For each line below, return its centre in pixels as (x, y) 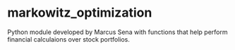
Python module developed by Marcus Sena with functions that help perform (117, 32)
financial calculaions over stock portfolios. (69, 39)
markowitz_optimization (80, 13)
